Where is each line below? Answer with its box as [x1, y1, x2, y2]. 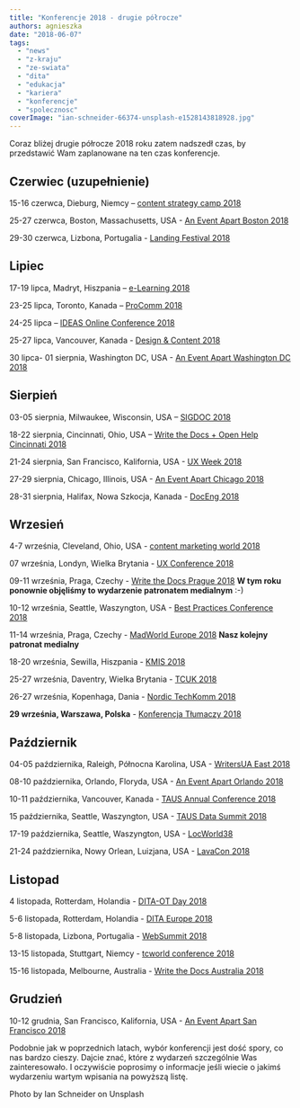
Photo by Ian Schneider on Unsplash [9, 1088, 145, 1099]
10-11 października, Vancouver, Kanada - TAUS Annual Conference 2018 [9, 793, 277, 805]
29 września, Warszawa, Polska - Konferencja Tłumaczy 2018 [9, 709, 242, 719]
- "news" [17, 47, 50, 56]
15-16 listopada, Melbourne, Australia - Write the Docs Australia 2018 [9, 966, 264, 976]
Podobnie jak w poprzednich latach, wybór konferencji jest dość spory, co [9, 1042, 284, 1053]
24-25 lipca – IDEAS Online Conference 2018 [9, 317, 175, 328]
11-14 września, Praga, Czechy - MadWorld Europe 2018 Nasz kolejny [9, 630, 269, 640]
